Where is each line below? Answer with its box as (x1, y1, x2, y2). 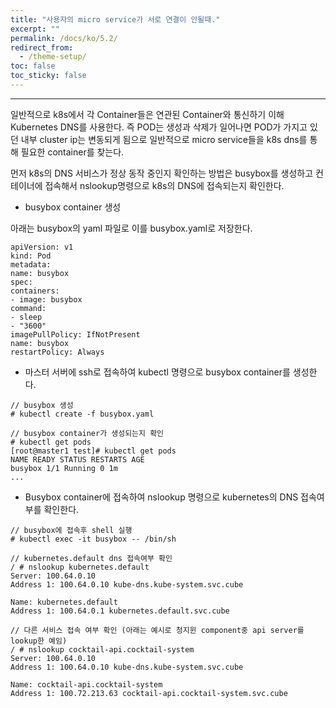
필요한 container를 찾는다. (20, 146, 125, 158)
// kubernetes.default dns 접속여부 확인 (10, 553, 173, 563)
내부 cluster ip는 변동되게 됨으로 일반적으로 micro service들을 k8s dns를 (20, 133, 308, 145)
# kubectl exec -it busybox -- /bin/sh (10, 534, 177, 544)
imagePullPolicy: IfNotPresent (10, 329, 141, 340)
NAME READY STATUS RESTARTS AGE (10, 454, 145, 465)
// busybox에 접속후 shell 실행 (10, 525, 133, 535)
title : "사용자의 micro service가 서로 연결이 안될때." (10, 14, 221, 25)
